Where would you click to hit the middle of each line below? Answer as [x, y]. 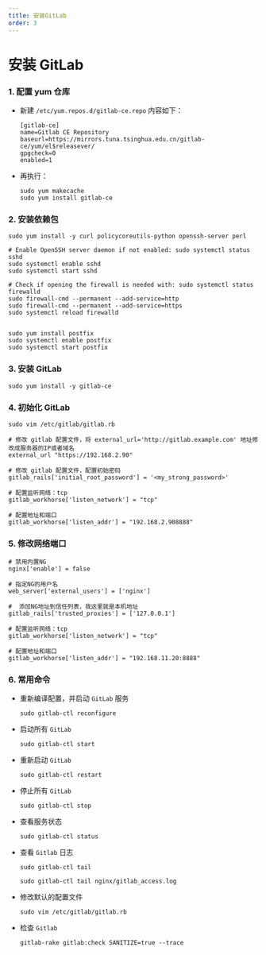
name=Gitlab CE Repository [64, 132]
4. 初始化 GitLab [39, 408]
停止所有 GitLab [45, 791]
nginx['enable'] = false [49, 569]
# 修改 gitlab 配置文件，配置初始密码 [65, 470]
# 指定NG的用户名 [33, 585]
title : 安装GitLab [37, 15]
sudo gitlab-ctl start [57, 744]
